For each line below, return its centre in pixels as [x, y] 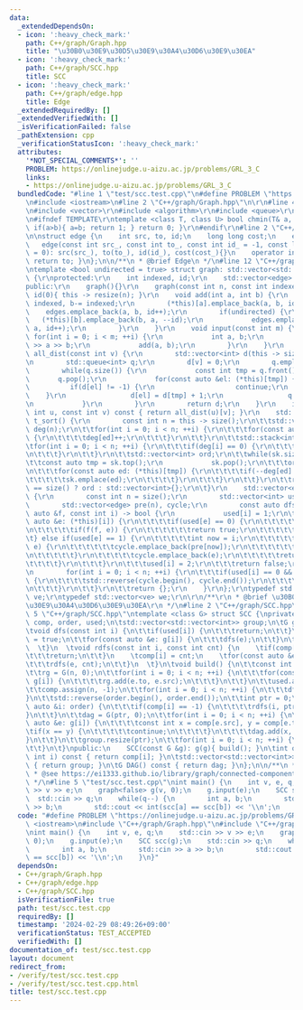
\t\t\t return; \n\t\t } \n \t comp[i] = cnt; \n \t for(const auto [155, 656]
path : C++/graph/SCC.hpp [72, 69]
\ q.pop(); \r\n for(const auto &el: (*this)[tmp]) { [161, 379]
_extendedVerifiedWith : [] [68, 118]
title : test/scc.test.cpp [58, 992]
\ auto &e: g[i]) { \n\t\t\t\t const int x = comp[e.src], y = [142, 724]
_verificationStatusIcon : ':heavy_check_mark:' [109, 144]
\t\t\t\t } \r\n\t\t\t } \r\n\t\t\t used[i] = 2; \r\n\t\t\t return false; [157, 564]
